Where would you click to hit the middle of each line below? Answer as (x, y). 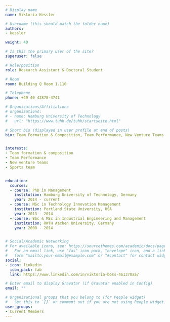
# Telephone (18, 93)
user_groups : (19, 307)
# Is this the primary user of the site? (50, 52)
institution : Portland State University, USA (63, 209)
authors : (14, 28)
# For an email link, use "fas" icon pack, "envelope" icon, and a (80, 251)
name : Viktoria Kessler (30, 15)
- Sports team (20, 167)
